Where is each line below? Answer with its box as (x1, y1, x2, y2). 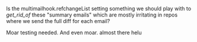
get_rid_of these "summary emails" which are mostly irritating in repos (6, 11, 178, 18)
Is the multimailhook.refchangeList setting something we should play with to (6, 5, 191, 12)
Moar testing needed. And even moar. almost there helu (6, 29, 142, 36)
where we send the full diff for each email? (6, 18, 111, 24)
